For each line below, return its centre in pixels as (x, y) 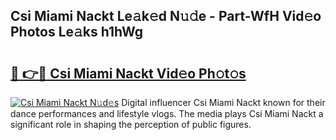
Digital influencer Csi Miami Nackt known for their (223, 102)
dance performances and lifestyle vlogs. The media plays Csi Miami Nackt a (167, 113)
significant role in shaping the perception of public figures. (131, 124)
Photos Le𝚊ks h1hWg (77, 32)
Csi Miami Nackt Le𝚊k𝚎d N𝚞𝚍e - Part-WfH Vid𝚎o (166, 16)
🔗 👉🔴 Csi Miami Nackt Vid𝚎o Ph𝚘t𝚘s (128, 73)
